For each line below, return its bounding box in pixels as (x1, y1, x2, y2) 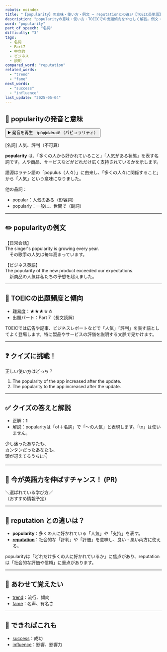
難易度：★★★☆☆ (12, 308, 53, 314)
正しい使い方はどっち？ (5, 368, 53, 374)
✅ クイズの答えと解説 (5, 404, 71, 412)
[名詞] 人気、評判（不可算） (5, 142, 62, 148)
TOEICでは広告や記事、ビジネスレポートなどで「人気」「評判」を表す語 (5, 325, 151, 331)
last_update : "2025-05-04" (5, 95, 61, 100)
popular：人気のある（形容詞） (12, 197, 77, 203)
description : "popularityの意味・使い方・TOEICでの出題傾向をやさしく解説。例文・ (5, 16, 163, 21)
